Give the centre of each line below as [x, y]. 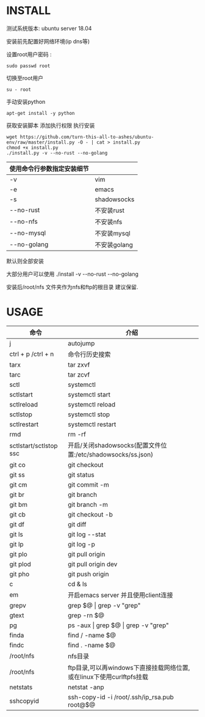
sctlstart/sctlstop [34, 446]
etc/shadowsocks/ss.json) [116, 454]
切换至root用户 [25, 78]
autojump [81, 343]
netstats [21, 687]
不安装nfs [109, 222]
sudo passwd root [28, 66]
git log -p [82, 544]
